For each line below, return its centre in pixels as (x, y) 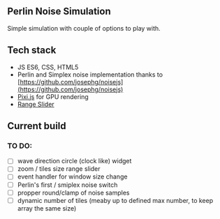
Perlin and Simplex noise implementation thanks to (90, 74)
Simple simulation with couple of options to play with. (84, 28)
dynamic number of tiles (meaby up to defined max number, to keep (115, 200)
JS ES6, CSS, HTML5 (48, 67)
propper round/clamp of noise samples (74, 192)
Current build (37, 126)
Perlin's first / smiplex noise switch (67, 185)
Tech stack (32, 51)
